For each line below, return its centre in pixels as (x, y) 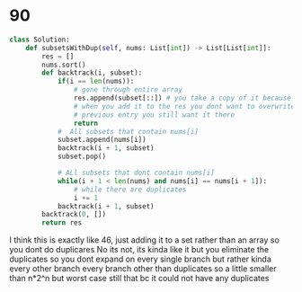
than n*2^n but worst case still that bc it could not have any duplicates (139, 279)
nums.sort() (64, 65)
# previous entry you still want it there (154, 115)
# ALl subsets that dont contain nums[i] (136, 173)
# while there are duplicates (130, 190)
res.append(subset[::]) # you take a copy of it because (182, 98)
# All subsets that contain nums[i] (128, 131)
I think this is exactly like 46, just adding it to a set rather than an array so (145, 240)
